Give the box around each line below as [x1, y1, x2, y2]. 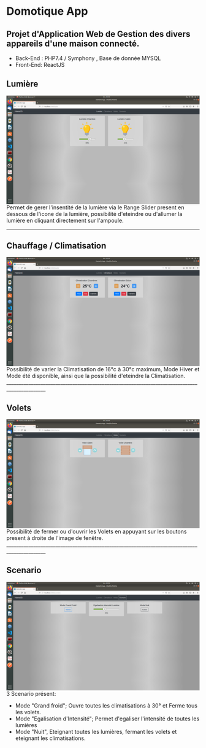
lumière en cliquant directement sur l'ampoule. [6, 217, 124, 225]
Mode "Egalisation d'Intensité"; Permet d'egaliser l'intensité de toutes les [15, 715, 200, 722]
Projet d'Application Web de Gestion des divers [6, 29, 191, 39]
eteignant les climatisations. [15, 735, 86, 742]
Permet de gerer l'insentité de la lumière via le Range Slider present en [6, 204, 185, 211]
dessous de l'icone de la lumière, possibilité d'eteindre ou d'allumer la [6, 210, 183, 218]
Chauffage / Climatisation [6, 241, 107, 251]
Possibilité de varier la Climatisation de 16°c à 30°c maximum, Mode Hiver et [6, 365, 200, 372]
